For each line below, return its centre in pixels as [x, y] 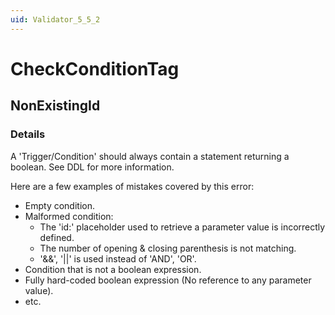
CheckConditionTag [95, 68]
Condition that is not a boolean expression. [113, 269]
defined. [57, 237]
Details [28, 134]
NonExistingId [55, 106]
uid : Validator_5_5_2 [55, 19]
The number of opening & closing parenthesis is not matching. [168, 248]
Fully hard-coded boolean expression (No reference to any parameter [168, 280]
